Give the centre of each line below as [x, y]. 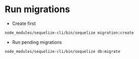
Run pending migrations [37, 42]
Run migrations [37, 9]
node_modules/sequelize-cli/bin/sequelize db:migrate [63, 51]
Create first [24, 23]
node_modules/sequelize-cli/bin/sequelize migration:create [69, 33]
